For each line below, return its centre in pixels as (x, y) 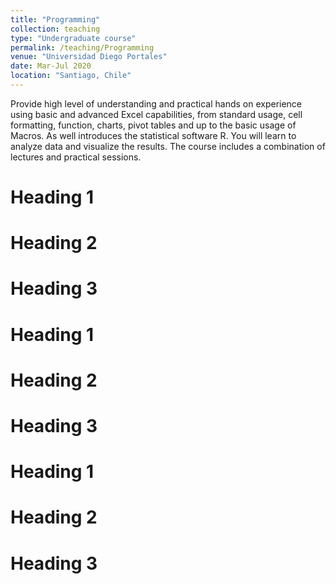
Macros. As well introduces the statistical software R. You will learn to (153, 135)
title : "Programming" (55, 19)
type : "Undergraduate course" (73, 38)
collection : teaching (55, 29)
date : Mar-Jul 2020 (51, 66)
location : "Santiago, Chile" (71, 76)
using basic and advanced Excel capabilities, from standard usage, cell (156, 114)
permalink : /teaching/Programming (82, 47)
